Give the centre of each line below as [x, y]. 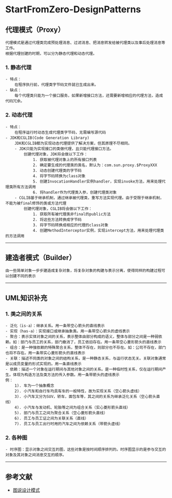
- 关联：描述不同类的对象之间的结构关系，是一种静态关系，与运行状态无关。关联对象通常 [86, 358]
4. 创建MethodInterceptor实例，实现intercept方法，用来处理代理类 [98, 230]
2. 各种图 [16, 438]
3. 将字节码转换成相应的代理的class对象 [70, 225]
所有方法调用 [24, 187]
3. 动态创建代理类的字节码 [57, 170]
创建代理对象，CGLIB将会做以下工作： [58, 209]
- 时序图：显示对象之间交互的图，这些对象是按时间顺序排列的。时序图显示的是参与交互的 [86, 450]
